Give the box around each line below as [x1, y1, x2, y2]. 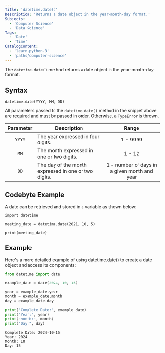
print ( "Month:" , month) [5, 317, 54, 321]
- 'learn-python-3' [9, 48, 50, 53]
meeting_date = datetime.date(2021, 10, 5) [5, 222, 96, 227]
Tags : [5, 30, 16, 35]
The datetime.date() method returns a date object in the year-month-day [5, 67, 154, 72]
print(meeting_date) [5, 230, 48, 235]
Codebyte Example [5, 190, 65, 199]
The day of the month [37, 161, 87, 168]
